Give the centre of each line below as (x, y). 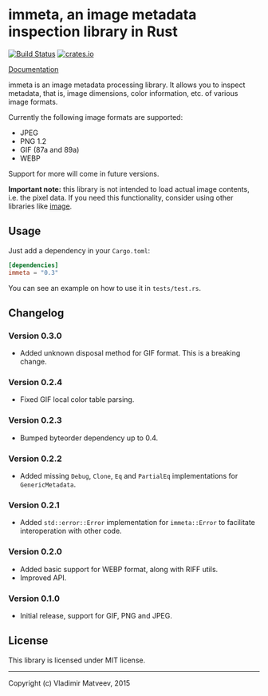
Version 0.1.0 (34, 599)
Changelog (36, 313)
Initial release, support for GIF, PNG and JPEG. (96, 615)
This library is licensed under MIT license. (77, 660)
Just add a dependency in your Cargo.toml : (79, 250)
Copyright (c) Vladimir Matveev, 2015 (69, 683)
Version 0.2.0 (35, 551)
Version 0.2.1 (34, 505)
